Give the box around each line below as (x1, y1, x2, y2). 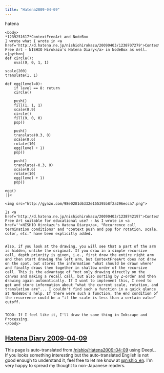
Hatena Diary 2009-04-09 (5, 334, 87, 343)
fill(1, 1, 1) (14, 103, 42, 108)
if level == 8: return (14, 86, 60, 90)
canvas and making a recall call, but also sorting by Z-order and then (5, 274, 156, 279)
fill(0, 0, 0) (14, 115, 42, 120)
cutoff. (5, 299, 21, 305)
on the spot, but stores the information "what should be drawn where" (5, 261, 154, 266)
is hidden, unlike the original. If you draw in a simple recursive (5, 248, 147, 253)
